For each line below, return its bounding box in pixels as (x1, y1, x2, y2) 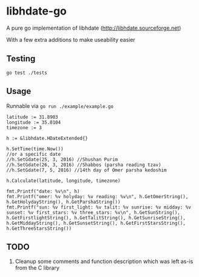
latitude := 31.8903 (6, 114, 59, 120)
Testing (6, 53, 36, 64)
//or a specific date (6, 151, 61, 157)
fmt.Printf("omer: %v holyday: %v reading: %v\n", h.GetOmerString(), (6, 193, 189, 199)
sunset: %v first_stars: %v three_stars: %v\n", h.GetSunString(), (6, 209, 181, 216)
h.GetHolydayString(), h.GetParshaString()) (6, 199, 121, 205)
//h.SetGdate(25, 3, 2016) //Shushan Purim (6, 156, 118, 162)
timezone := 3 (6, 124, 42, 131)
